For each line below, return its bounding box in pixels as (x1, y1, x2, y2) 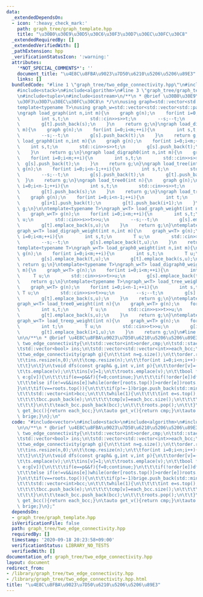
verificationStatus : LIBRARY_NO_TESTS (11, 543, 110, 549)
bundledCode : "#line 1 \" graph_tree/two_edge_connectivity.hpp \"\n (11, 82, 185, 88)
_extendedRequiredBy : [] (11, 37, 74, 43)
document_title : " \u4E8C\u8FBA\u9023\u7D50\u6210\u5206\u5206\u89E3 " (17, 71, 196, 77)
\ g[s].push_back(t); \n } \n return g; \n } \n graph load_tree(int (17, 161, 199, 167)
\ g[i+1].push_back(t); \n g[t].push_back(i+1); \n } (17, 200, 196, 206)
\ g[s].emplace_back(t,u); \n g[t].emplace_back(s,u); (17, 256, 193, 262)
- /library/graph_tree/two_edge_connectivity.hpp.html (6, 576, 147, 582)
